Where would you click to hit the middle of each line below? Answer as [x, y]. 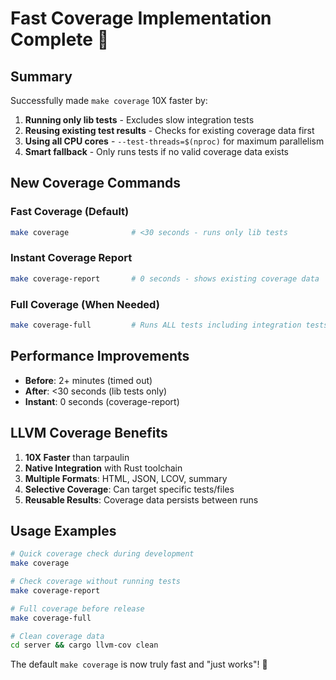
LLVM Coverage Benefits [89, 433]
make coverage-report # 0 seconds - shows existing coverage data [165, 278]
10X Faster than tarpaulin [77, 457]
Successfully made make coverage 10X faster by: [109, 100]
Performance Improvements [100, 356]
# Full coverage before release [77, 608]
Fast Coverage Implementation [141, 18]
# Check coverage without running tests [96, 582]
